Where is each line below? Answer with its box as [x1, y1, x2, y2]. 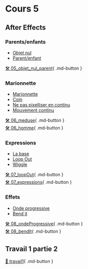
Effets [5, 194, 20, 201]
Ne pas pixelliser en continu [12, 102, 70, 108]
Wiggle [12, 162, 28, 168]
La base [12, 151, 29, 157]
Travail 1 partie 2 [5, 245, 58, 253]
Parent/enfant [12, 55, 41, 61]
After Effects [5, 23, 46, 32]
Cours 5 [5, 3, 39, 15]
